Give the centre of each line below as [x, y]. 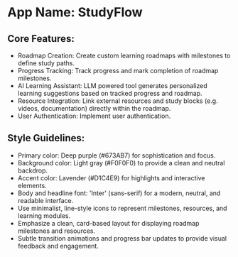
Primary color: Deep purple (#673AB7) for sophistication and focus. [117, 155]
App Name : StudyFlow [75, 12]
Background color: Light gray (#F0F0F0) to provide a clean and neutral [121, 163]
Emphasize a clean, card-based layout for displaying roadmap [108, 223]
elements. [32, 185]
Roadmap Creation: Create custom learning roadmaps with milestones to [124, 55]
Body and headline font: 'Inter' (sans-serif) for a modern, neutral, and [119, 193]
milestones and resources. [56, 231]
